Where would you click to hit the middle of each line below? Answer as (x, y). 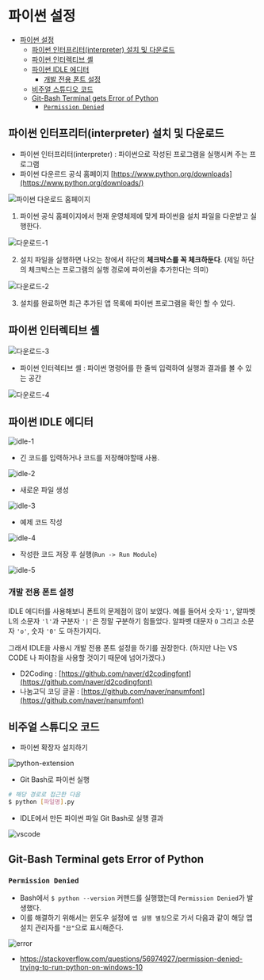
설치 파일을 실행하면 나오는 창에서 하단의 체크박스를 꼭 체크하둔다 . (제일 (130, 259)
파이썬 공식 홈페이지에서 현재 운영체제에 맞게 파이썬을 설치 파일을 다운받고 (134, 215)
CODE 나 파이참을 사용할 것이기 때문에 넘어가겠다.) (87, 658)
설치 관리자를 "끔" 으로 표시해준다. (72, 927)
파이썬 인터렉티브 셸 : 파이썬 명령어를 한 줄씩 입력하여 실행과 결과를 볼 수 (132, 368)
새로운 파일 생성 (44, 490)
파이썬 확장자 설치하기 (54, 747)
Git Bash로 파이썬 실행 (54, 780)
